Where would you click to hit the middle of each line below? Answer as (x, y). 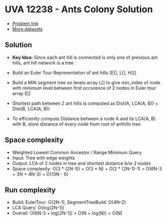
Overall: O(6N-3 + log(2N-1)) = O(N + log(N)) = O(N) (67, 213)
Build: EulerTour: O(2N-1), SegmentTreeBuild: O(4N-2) (69, 202)
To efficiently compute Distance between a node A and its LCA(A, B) (84, 118)
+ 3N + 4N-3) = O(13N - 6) (40, 174)
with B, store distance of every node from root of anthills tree (76, 124)
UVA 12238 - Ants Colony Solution (79, 9)
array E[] (21, 93)
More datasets (27, 29)
